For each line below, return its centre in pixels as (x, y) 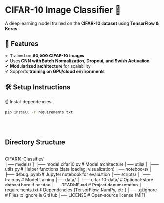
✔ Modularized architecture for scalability (48, 66)
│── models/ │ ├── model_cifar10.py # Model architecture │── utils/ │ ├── (82, 164)
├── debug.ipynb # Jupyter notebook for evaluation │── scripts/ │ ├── (78, 174)
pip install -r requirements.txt (39, 112)
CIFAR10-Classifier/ (24, 159)
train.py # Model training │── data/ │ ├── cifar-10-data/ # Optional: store (79, 180)
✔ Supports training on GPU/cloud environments (55, 71)
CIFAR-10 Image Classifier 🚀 (63, 10)
